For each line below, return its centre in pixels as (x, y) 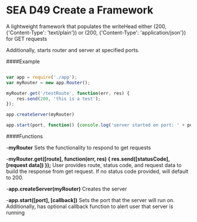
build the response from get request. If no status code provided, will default (97, 171)
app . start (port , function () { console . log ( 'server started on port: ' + (95, 125)
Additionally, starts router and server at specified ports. (73, 50)
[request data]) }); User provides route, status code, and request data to (94, 165)
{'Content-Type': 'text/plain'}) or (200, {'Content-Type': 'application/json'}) (96, 32)
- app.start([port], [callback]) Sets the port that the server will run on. (90, 200)
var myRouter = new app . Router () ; (48, 82)
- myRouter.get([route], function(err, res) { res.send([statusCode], (88, 159)
